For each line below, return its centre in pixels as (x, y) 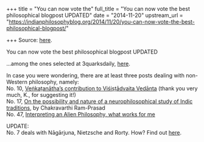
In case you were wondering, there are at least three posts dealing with (95, 75)
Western (17, 82)
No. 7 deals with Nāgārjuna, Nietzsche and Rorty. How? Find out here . (94, 133)
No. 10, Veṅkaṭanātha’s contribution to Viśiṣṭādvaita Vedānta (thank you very (102, 88)
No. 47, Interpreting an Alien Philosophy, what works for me (81, 114)
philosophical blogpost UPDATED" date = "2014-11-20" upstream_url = (95, 15)
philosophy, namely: (54, 82)
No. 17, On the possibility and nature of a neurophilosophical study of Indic (100, 101)
